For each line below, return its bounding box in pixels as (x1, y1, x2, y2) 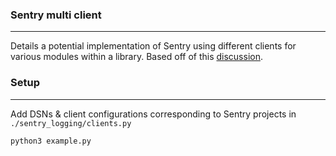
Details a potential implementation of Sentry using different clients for (10, 40, 297, 52)
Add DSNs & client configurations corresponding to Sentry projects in (10, 108, 297, 120)
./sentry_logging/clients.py (10, 118, 132, 128)
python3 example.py (10, 136, 92, 146)
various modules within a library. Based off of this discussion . (10, 51, 263, 63)
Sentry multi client (10, 8, 102, 22)
